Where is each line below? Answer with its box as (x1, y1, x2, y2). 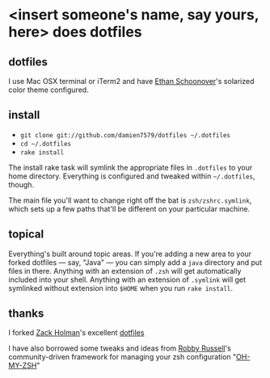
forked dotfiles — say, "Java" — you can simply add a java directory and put (8, 257, 263, 267)
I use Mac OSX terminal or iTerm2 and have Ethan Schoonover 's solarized (8, 77, 255, 86)
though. (8, 179, 35, 189)
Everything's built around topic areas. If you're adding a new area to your (8, 249, 252, 258)
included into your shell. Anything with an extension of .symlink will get (8, 275, 247, 284)
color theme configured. (8, 85, 89, 94)
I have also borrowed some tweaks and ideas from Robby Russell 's (8, 343, 232, 353)
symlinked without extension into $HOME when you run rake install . (8, 283, 233, 292)
